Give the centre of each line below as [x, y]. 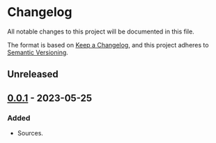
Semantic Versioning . [38, 52]
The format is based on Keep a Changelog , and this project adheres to [108, 45]
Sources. [30, 133]
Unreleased [33, 74]
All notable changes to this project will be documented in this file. [101, 31]
